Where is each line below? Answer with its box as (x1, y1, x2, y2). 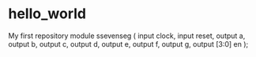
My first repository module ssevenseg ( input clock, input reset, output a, (8, 31, 246, 40)
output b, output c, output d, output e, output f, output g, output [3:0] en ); (8, 39, 249, 48)
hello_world (8, 5, 87, 23)
